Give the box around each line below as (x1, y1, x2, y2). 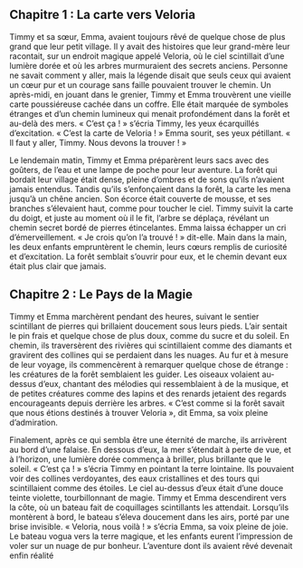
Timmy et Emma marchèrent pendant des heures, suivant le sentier (9, 311, 260, 322)
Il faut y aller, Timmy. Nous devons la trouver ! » (9, 137, 187, 148)
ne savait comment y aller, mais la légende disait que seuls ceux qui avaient (9, 70, 291, 81)
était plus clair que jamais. (9, 260, 107, 271)
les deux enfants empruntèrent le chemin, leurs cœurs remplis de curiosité (9, 241, 288, 252)
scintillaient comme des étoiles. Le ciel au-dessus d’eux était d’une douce (9, 482, 284, 493)
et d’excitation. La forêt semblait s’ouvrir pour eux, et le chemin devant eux (9, 251, 288, 262)
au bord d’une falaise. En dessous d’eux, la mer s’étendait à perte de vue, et (9, 444, 292, 455)
